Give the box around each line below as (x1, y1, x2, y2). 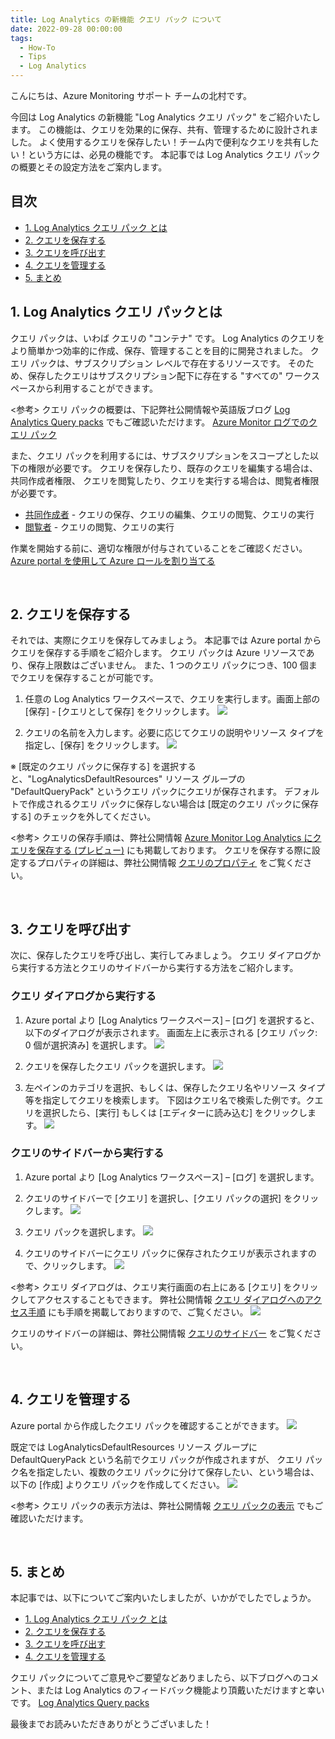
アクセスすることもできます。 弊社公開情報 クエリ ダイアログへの (36, 1293, 305, 1305)
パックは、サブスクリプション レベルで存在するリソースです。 (29, 357, 286, 369)
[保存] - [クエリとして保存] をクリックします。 (24, 706, 215, 718)
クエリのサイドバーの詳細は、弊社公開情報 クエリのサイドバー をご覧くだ (10, 1327, 313, 1339)
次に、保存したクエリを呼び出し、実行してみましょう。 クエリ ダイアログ (10, 949, 313, 961)
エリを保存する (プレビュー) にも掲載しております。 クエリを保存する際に (10, 844, 312, 856)
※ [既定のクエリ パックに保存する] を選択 (10, 761, 179, 773)
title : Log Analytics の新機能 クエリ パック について (10, 14, 222, 25)
